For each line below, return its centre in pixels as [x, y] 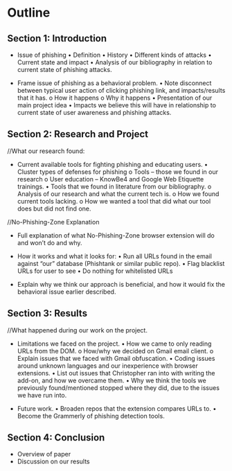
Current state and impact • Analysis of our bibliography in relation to [115, 62]
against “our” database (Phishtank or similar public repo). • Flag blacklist [121, 263]
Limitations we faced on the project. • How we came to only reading [114, 344]
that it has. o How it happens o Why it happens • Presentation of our [115, 98]
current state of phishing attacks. [64, 70]
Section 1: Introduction [57, 38]
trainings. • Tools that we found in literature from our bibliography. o [114, 186]
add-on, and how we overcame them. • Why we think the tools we [111, 380]
